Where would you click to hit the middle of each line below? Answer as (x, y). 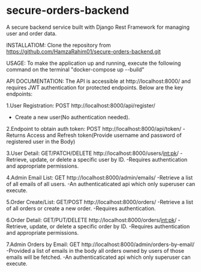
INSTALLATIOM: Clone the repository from (58, 45)
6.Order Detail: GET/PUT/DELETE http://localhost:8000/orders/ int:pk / (91, 220)
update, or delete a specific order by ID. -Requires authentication (109, 226)
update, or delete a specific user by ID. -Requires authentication (108, 159)
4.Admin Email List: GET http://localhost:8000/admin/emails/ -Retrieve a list (100, 177)
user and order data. (31, 33)
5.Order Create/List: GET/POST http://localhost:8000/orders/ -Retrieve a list (100, 202)
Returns (16, 135)
